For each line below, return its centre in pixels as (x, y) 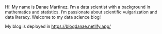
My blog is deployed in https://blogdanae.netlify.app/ (58, 26)
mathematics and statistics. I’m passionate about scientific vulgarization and (81, 12)
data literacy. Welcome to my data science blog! (53, 17)
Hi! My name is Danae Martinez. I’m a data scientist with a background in (78, 7)
